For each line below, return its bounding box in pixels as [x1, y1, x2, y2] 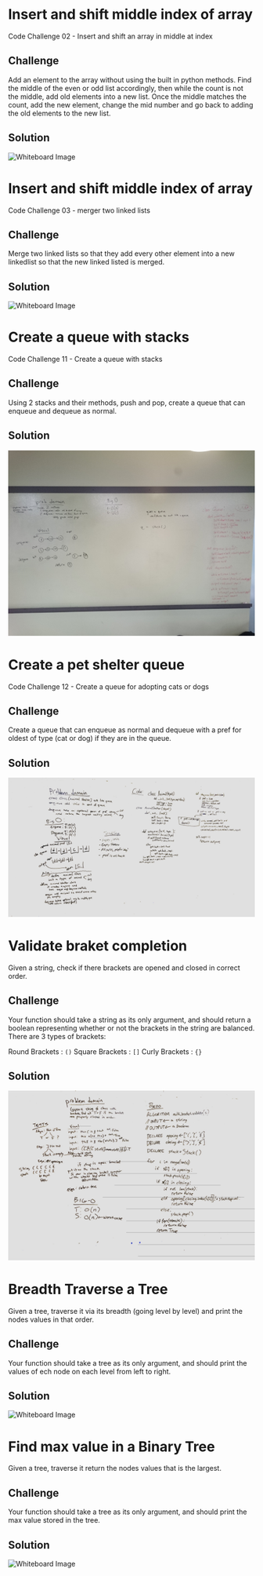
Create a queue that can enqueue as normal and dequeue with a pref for [8, 725, 242, 735]
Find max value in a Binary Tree [8, 1438, 215, 1455]
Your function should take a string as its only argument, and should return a [8, 1015, 251, 1024]
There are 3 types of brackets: [8, 1031, 106, 1041]
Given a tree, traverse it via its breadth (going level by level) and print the [8, 1306, 243, 1315]
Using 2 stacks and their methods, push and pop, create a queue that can [8, 398, 246, 407]
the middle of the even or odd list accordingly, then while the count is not [8, 83, 244, 93]
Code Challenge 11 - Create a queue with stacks [8, 355, 163, 364]
